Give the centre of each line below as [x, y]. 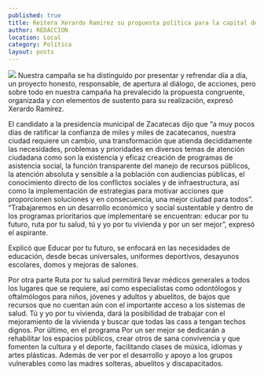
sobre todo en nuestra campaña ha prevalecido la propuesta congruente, [126, 92]
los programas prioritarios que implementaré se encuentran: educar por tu [128, 216]
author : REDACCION [38, 30]
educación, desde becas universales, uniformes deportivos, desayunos [124, 256]
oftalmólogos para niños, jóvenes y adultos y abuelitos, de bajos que [119, 297]
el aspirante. [28, 232]
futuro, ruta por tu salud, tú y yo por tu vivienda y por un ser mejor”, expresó [132, 224]
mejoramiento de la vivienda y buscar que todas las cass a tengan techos [127, 322]
